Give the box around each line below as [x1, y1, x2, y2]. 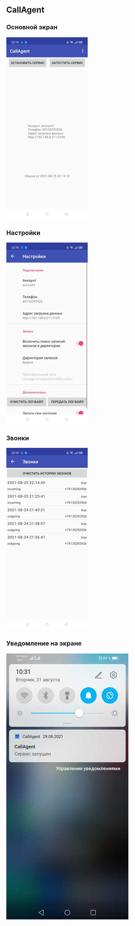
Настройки [6, 228, 41, 237]
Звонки [6, 433, 29, 442]
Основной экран [6, 23, 58, 32]
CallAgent [6, 5, 45, 15]
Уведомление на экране [6, 639, 82, 648]
